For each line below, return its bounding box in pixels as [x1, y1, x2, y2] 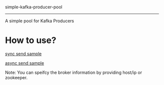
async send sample [5, 60, 44, 66]
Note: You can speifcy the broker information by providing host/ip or [5, 70, 143, 75]
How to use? [5, 35, 57, 46]
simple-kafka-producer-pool [5, 4, 62, 10]
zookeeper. [5, 74, 28, 80]
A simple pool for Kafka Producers [5, 18, 74, 24]
